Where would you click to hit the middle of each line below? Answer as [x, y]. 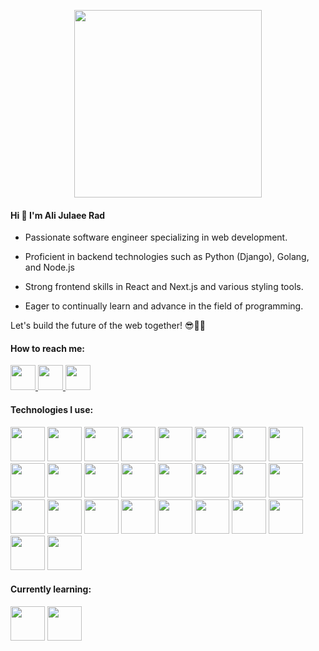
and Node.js [49, 267]
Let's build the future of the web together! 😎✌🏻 [108, 326]
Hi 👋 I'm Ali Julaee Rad [58, 215]
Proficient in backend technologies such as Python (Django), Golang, [167, 257]
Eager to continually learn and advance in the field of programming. [164, 306]
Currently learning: [51, 589]
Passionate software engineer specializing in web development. [156, 237]
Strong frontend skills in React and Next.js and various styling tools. [164, 287]
